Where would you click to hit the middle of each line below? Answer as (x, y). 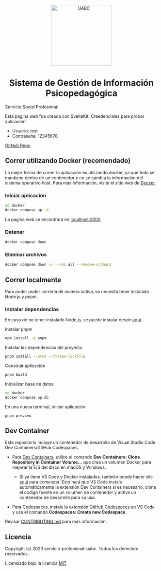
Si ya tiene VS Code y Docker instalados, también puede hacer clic (86, 477)
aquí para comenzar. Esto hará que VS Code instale (71, 482)
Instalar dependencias (32, 309)
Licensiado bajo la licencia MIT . (36, 563)
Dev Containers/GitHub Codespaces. (42, 448)
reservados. (17, 554)
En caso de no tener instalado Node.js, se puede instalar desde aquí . (74, 320)
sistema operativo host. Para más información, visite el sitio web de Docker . (80, 183)
